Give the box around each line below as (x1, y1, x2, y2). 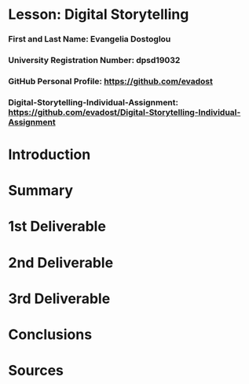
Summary (8, 182, 73, 200)
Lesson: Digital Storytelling (8, 6, 189, 24)
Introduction (8, 146, 91, 164)
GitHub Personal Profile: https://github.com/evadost (8, 76, 214, 87)
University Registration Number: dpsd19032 (8, 55, 181, 66)
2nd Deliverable (8, 253, 114, 271)
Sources (8, 362, 64, 379)
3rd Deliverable (8, 290, 111, 308)
